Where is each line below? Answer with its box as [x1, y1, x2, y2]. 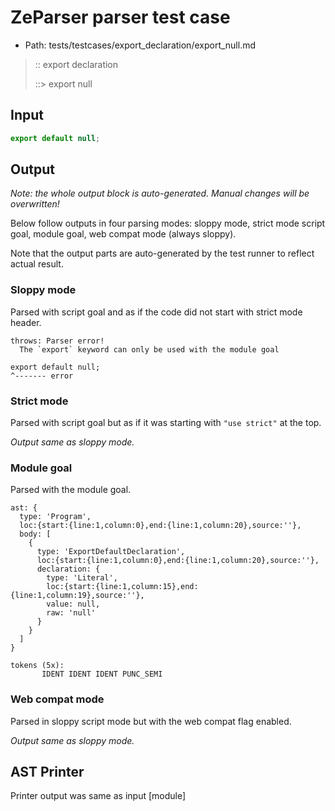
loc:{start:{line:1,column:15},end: [46, 582, 199, 592]
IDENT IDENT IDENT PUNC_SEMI [41, 669, 163, 680]
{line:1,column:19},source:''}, [10, 591, 145, 601]
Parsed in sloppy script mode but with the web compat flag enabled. [10, 715, 292, 727]
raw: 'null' [46, 608, 97, 618]
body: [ [19, 529, 52, 540]
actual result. [10, 258, 64, 270]
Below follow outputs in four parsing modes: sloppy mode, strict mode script [10, 217, 326, 230]
